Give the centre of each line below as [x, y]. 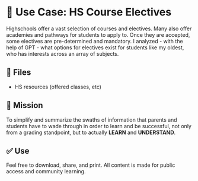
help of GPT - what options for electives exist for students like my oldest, [95, 47]
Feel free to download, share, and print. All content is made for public [91, 165]
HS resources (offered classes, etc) [58, 87]
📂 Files [19, 73]
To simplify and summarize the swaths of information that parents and [92, 120]
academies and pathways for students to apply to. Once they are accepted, [98, 34]
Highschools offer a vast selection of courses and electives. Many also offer [99, 28]
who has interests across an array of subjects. [63, 53]
